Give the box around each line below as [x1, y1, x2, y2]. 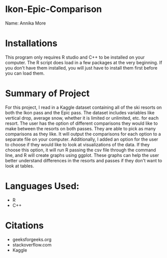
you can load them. [5, 70, 45, 76]
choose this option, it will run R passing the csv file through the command [5, 147, 156, 153]
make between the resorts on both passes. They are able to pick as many [5, 125, 156, 131]
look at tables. [5, 163, 34, 169]
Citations [5, 219, 44, 231]
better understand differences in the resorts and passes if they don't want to [5, 157, 163, 163]
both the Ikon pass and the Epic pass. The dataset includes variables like [5, 109, 155, 116]
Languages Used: [5, 180, 80, 191]
